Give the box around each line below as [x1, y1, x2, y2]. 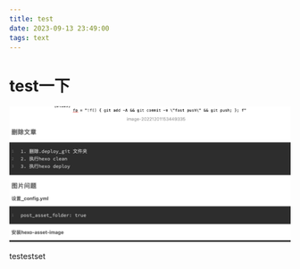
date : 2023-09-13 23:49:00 [9, 23, 110, 33]
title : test [9, 14, 54, 23]
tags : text [9, 33, 50, 42]
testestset [9, 250, 46, 261]
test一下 [9, 76, 71, 96]
